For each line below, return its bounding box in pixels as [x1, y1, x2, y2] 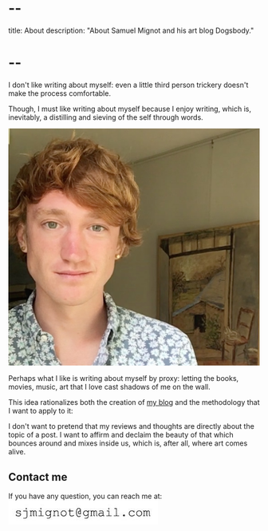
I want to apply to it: [8, 406, 73, 416]
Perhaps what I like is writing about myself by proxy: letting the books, [8, 374, 239, 383]
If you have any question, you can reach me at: [8, 491, 163, 501]
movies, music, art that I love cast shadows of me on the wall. [8, 382, 211, 392]
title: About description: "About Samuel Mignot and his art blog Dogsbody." [8, 26, 254, 35]
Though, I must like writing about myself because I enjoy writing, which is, [8, 104, 252, 113]
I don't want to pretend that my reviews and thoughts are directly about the [8, 422, 255, 431]
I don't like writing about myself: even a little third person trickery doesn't [8, 80, 249, 89]
